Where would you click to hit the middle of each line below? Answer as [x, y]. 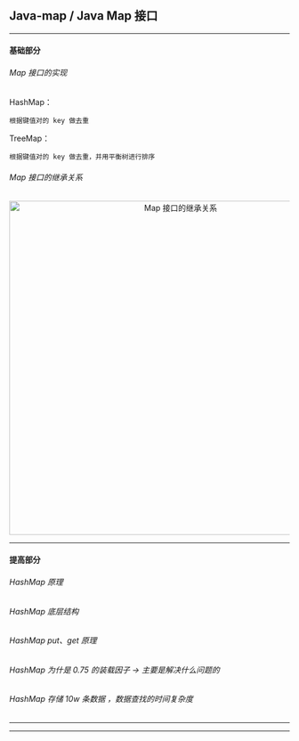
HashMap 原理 [36, 582]
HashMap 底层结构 [44, 611]
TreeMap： [30, 138]
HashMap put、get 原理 [53, 640]
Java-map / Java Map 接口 [84, 16]
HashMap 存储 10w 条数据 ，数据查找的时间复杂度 [101, 699]
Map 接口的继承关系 [46, 177]
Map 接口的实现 [38, 73]
